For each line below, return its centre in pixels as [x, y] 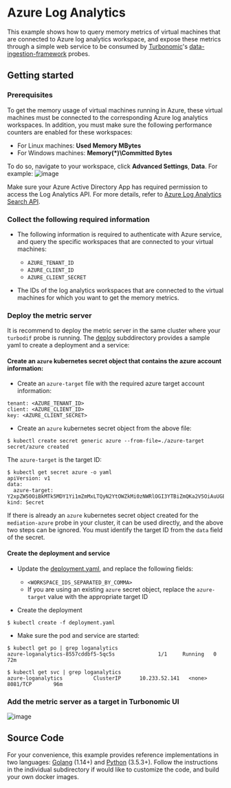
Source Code [35, 738]
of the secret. [26, 537]
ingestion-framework [37, 54]
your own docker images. [43, 776]
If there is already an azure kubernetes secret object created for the [103, 516]
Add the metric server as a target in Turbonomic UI [93, 701]
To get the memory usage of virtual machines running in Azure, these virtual [115, 110]
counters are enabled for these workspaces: [70, 132]
